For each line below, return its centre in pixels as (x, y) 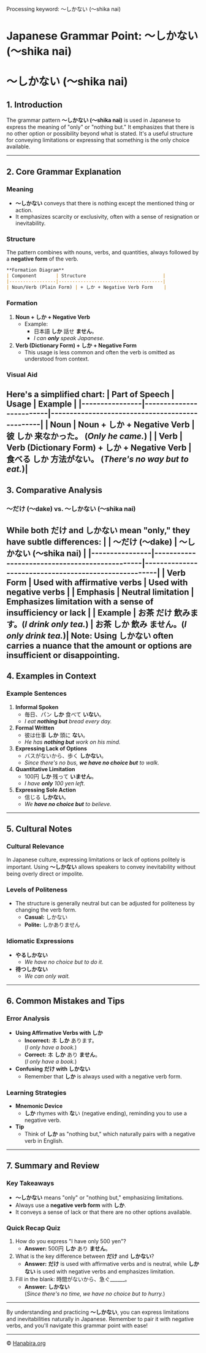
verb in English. (44, 1141)
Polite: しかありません (52, 924)
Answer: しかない (47, 1287)
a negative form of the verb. (42, 259)
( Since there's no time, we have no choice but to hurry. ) (95, 1294)
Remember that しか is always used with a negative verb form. (103, 1076)
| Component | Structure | (86, 276)
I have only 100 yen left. (55, 783)
